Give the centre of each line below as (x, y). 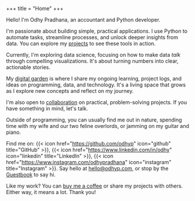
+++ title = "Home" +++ (35, 8)
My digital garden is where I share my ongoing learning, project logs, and (94, 79)
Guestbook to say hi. (31, 174)
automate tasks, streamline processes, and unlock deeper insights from (92, 37)
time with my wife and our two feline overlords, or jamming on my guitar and (98, 126)
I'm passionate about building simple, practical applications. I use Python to (97, 31)
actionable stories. (28, 67)
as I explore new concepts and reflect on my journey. (70, 91)
